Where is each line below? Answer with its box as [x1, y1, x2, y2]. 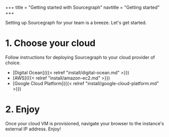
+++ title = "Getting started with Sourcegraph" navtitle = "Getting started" [5, 5, 160, 10]
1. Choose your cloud [5, 38, 95, 49]
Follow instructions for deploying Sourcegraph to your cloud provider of [5, 54, 155, 60]
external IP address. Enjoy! [5, 126, 61, 132]
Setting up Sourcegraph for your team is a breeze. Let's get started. [5, 20, 147, 25]
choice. [5, 60, 21, 66]
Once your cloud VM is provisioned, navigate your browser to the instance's [5, 120, 164, 126]
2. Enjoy [5, 104, 40, 115]
